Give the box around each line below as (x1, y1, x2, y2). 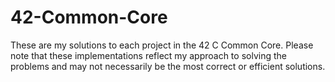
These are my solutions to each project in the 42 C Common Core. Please (10, 39, 314, 51)
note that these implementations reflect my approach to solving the (10, 49, 287, 61)
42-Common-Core (10, 6, 168, 29)
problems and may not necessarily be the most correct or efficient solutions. (10, 60, 326, 72)
